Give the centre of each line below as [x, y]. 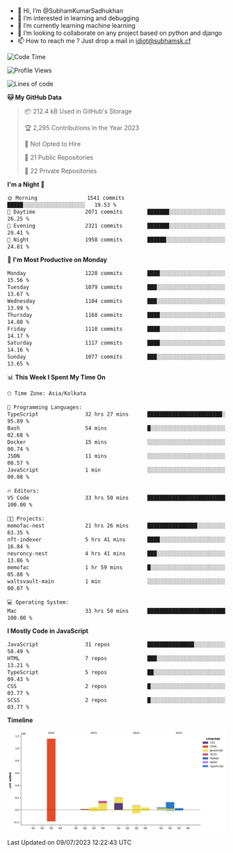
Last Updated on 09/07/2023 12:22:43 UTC [70, 842]
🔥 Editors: [23, 491]
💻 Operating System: [38, 602]
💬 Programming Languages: [45, 407]
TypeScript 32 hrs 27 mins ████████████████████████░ [116, 414]
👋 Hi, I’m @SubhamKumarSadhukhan [70, 11]
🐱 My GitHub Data [35, 97]
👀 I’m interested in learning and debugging [78, 18]
